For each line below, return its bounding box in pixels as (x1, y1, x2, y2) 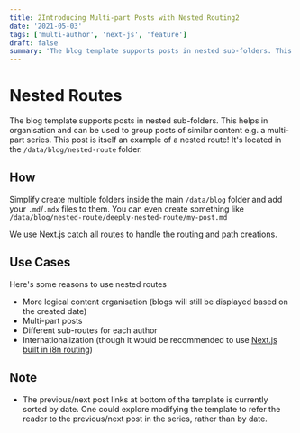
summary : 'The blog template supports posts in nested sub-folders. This (9, 47, 293, 56)
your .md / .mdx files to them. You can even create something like (9, 203, 245, 214)
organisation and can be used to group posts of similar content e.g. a (9, 125, 266, 136)
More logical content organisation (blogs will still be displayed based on (22, 296, 288, 307)
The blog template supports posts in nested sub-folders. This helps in (9, 115, 268, 126)
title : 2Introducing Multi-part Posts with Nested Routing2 (9, 13, 241, 23)
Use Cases (9, 255, 71, 270)
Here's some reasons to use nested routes (9, 278, 168, 289)
